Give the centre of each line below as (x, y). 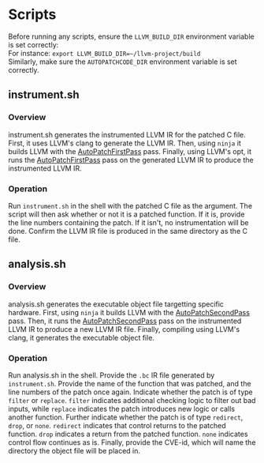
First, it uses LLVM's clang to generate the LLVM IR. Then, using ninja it (125, 143)
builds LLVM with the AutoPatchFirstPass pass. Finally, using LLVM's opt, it (130, 151)
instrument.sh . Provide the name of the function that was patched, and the (130, 383)
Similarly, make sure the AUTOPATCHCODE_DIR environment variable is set (123, 62)
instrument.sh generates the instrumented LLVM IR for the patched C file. (127, 134)
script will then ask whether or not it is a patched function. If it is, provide (126, 214)
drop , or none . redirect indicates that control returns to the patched (117, 425)
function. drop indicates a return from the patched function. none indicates (128, 434)
